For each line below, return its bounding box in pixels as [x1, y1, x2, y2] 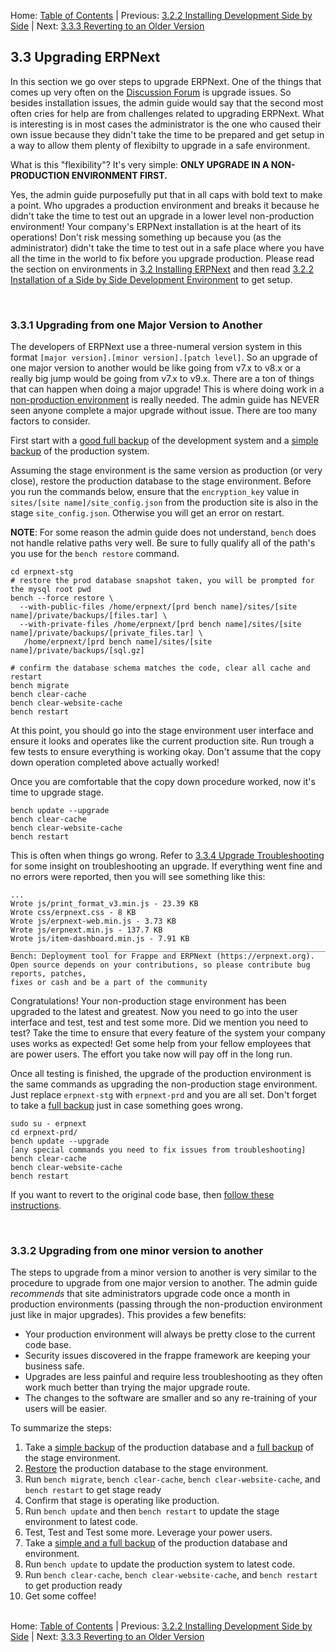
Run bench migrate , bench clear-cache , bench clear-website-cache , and [24, 1473, 321, 1485]
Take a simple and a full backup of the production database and [24, 1537, 288, 1549]
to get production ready [24, 1580, 123, 1592]
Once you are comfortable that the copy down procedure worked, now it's [10, 776, 316, 788]
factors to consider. [10, 415, 91, 427]
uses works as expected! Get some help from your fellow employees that [10, 1038, 312, 1050]
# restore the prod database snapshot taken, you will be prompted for [10, 576, 315, 586]
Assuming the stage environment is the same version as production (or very [10, 465, 323, 477]
